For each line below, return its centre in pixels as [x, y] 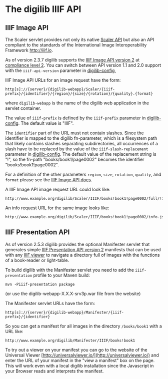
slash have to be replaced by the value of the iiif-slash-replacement [77, 149]
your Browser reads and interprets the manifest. [54, 371]
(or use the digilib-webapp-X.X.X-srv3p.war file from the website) [73, 294]
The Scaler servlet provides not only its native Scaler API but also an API [80, 39]
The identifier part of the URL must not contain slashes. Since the [74, 133]
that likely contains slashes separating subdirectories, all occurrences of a [82, 144]
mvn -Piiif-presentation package [40, 284]
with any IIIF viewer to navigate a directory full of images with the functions [82, 255]
